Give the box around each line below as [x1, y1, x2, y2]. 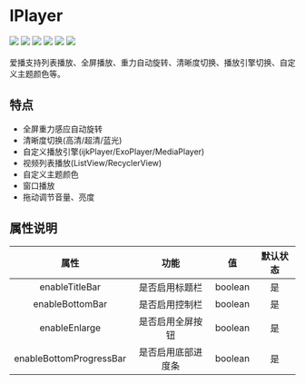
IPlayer [9, 5, 64, 26]
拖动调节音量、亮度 [22, 192, 95, 202]
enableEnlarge [39, 321, 102, 334]
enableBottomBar [33, 297, 107, 310]
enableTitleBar [39, 281, 102, 293]
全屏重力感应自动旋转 [22, 123, 103, 134]
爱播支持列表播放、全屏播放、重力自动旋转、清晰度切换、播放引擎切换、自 [9, 56, 288, 68]
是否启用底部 [138, 346, 193, 359]
